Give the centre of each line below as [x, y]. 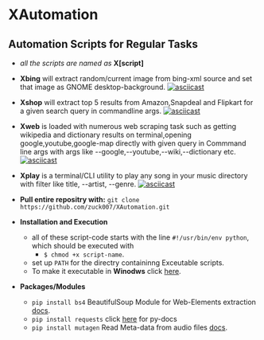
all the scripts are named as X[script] [82, 63]
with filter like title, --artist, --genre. [78, 184]
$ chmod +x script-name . [84, 254]
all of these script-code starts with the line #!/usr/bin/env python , [140, 237]
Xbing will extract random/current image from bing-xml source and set [136, 78]
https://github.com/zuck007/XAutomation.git [95, 207]
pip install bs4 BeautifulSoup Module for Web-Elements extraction [144, 302]
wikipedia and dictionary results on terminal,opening [106, 135]
